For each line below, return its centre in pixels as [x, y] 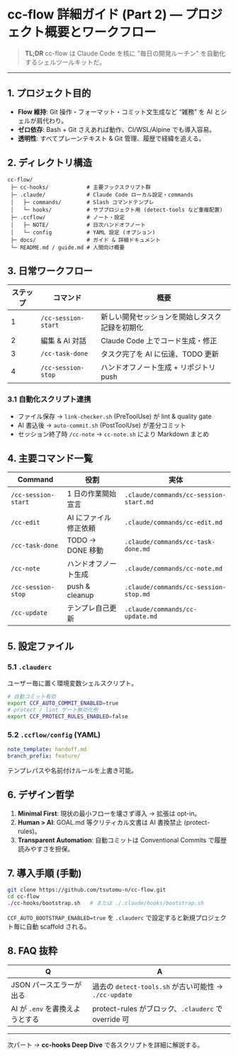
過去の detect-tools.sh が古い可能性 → [157, 986]
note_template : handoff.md [47, 749]
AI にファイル [89, 518]
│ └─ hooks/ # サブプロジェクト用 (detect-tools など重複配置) [117, 210]
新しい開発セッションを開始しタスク [161, 317]
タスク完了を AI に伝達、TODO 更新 [160, 354]
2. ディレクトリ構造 [50, 163]
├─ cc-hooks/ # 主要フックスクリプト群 [80, 187]
